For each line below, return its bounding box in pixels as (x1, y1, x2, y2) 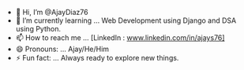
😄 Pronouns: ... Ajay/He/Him (15, 44, 109, 53)
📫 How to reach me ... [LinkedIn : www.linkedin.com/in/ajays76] (15, 33, 225, 42)
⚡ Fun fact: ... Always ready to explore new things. (15, 53, 179, 62)
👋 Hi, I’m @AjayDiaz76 (15, 8, 88, 17)
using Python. (15, 24, 62, 33)
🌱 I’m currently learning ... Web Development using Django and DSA (15, 16, 237, 25)
